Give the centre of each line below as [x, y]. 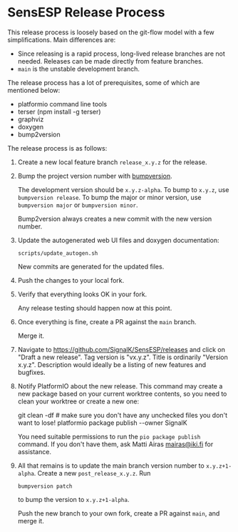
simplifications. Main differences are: [62, 39]
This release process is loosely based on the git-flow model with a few [111, 32]
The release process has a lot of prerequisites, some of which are [104, 82]
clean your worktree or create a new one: [78, 401]
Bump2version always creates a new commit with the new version [115, 219]
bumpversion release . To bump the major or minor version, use [109, 197]
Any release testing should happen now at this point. [95, 308]
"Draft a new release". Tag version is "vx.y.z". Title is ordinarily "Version [123, 357]
